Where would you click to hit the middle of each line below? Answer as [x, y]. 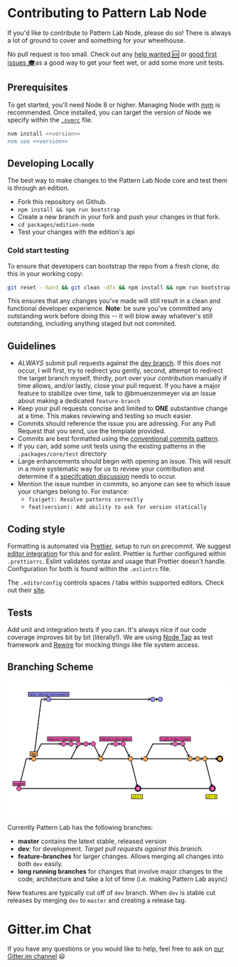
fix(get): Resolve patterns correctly [86, 500]
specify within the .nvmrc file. [50, 119]
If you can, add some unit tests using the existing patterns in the [112, 447]
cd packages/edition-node [56, 225]
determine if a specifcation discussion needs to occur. [97, 476]
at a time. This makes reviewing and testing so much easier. [105, 416]
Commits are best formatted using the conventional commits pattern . [119, 439]
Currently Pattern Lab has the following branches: [80, 828]
